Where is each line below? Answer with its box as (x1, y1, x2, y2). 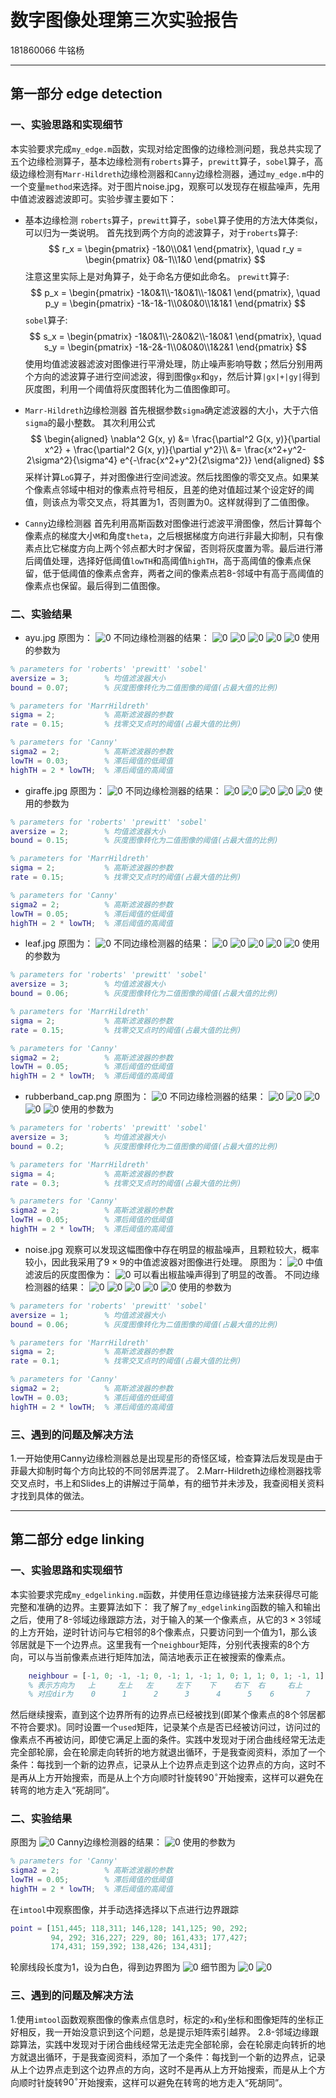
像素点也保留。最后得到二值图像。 (24, 579, 166, 591)
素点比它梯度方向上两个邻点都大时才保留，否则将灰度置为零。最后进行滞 (24, 542, 323, 554)
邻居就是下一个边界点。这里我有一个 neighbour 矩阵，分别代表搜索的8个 (10, 1638, 302, 1650)
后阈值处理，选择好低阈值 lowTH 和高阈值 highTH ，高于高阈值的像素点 (24, 554, 303, 566)
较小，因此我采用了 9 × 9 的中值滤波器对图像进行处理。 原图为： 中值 (24, 1256, 324, 1268)
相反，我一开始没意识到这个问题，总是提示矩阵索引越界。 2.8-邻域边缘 (18, 2026, 311, 2038)
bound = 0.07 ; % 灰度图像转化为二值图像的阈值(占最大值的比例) (10, 682, 279, 693)
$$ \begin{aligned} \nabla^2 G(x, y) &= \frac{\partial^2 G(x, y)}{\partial (30, 432, 321, 445)
